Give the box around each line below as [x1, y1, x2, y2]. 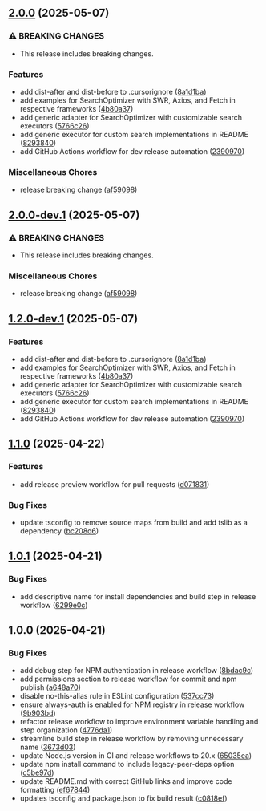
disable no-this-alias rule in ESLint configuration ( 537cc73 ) [19, 691, 215, 701]
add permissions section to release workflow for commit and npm [19, 674, 237, 684]
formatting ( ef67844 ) [19, 785, 91, 795]
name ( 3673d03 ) [19, 742, 76, 752]
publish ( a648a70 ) [19, 683, 82, 692]
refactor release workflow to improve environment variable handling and [19, 717, 259, 727]
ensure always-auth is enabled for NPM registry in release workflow [19, 699, 245, 709]
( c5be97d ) [19, 768, 54, 777]
